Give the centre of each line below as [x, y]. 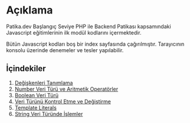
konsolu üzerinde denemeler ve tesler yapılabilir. [65, 50]
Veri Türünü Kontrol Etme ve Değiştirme [63, 101]
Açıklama [30, 10]
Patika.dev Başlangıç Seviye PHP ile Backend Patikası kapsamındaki [89, 26]
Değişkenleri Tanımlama [44, 83]
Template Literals [36, 107]
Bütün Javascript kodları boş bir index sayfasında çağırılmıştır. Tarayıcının [95, 44]
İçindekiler [26, 69]
